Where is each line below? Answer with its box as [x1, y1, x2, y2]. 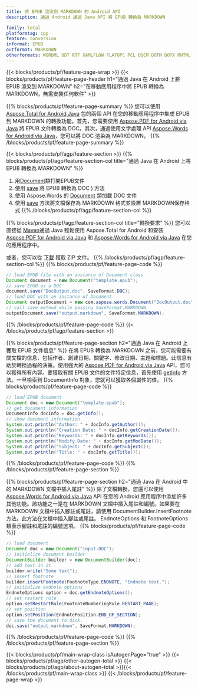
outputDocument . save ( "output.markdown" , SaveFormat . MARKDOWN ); [6, 310, 165, 316]
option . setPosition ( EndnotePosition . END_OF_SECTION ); [6, 612, 141, 618]
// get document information [6, 405, 78, 411]
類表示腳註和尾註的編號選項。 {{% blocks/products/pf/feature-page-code [6, 523, 186, 530]
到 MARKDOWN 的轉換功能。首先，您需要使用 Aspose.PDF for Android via [6, 117, 187, 124]
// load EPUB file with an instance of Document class [6, 272, 144, 278]
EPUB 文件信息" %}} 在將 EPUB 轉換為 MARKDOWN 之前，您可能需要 [17, 346, 187, 354]
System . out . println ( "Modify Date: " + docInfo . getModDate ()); [6, 438, 162, 444]
